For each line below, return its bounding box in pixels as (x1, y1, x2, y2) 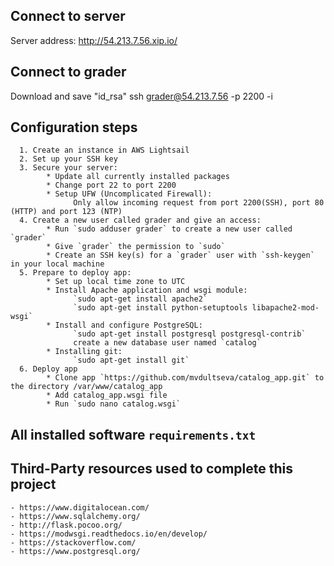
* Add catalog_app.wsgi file (46, 390, 168, 401)
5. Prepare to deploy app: (19, 268, 132, 278)
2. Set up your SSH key (19, 154, 118, 164)
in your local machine (10, 259, 105, 269)
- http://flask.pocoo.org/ (10, 520, 123, 530)
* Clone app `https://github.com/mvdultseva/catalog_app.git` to (46, 373, 325, 383)
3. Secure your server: (19, 163, 118, 173)
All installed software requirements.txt (10, 426, 257, 443)
